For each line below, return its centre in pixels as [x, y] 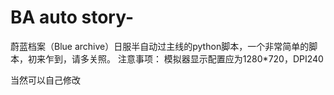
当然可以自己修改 [45, 80]
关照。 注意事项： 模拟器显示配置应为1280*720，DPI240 [206, 58]
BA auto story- [72, 17]
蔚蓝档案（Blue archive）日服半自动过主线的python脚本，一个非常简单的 [160, 46]
